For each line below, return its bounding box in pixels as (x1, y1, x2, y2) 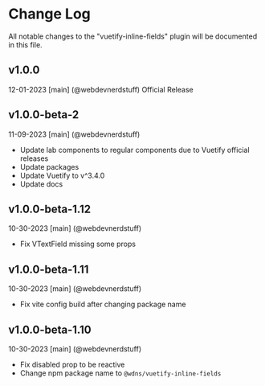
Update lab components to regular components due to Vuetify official (19, 145, 251, 154)
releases (19, 154, 49, 163)
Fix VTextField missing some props (19, 239, 137, 249)
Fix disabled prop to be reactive (19, 359, 125, 369)
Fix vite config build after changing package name (19, 299, 186, 310)
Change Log (8, 5, 91, 23)
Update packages (19, 162, 79, 171)
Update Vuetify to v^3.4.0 (19, 170, 105, 180)
